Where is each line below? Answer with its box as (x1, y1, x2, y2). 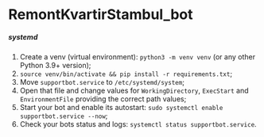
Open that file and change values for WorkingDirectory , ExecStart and (19, 86, 249, 96)
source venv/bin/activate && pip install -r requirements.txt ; (19, 69, 233, 78)
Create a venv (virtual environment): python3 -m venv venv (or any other (19, 52, 256, 62)
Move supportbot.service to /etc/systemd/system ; (19, 78, 185, 87)
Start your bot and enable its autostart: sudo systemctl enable (19, 103, 223, 112)
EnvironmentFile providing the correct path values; (19, 94, 187, 104)
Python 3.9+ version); (19, 61, 91, 70)
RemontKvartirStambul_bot (8, 6, 193, 24)
